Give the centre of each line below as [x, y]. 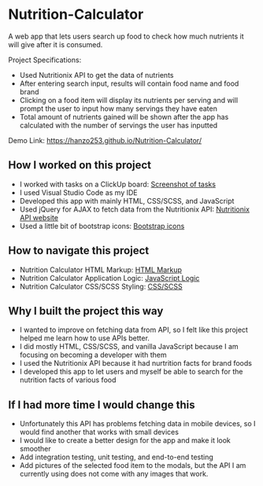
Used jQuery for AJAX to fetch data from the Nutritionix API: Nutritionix [135, 209]
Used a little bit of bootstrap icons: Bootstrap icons [102, 226]
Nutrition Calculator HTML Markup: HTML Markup [101, 270]
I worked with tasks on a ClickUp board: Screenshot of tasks [118, 184]
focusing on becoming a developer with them [93, 355]
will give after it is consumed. [56, 44]
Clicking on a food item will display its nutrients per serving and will [129, 100]
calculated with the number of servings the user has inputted [119, 125]
